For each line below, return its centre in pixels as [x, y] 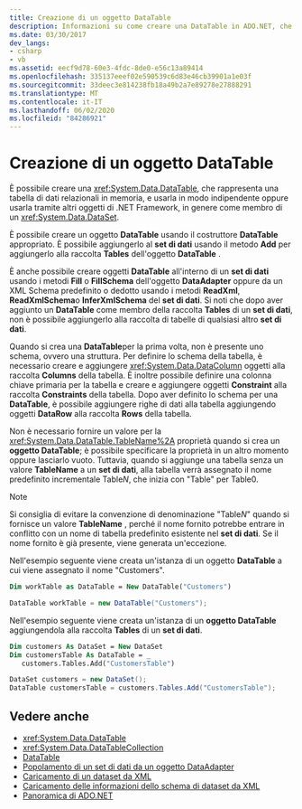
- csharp [26, 52]
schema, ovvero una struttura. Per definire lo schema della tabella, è [136, 356]
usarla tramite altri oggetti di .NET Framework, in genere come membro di [146, 208]
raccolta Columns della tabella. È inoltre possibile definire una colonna [141, 375]
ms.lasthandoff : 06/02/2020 [62, 110]
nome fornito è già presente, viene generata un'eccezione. [118, 543]
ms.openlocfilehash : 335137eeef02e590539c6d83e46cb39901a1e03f [131, 77]
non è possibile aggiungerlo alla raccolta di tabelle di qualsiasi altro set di [146, 320]
